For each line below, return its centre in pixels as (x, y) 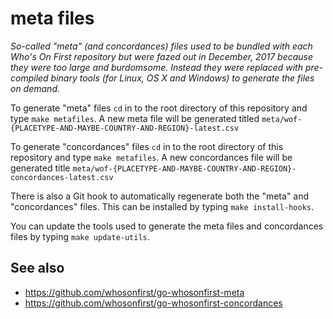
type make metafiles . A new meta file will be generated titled (135, 118)
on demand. (35, 88)
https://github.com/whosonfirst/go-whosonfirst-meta (134, 292)
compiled (29, 78)
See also (37, 268)
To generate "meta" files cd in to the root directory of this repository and (159, 108)
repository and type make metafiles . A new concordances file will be (151, 157)
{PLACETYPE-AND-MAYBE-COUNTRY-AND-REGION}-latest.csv (125, 128)
